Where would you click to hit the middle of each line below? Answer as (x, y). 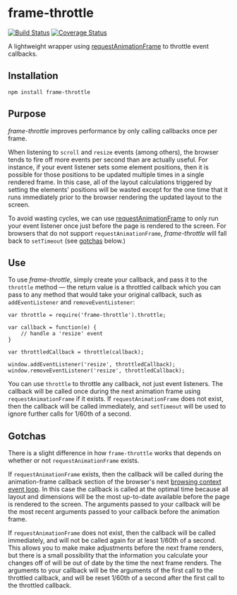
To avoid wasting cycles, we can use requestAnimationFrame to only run (113, 218)
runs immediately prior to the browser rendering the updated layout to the (115, 197)
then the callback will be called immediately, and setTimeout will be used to (117, 407)
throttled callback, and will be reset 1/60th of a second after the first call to (116, 578)
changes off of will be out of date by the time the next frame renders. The (115, 563)
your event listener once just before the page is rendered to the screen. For (117, 226)
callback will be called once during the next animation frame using (104, 391)
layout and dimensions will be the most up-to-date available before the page (119, 497)
